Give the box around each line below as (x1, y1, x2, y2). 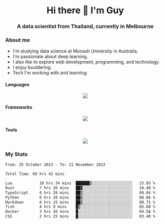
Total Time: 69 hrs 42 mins (5, 171, 65, 177)
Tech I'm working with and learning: (12, 70, 88, 76)
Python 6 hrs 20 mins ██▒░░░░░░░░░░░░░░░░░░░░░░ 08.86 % (5, 195, 156, 200)
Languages (5, 82, 29, 87)
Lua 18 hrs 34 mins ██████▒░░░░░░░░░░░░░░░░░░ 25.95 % (5, 181, 156, 186)
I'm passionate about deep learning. (12, 54, 88, 60)
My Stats (5, 151, 28, 158)
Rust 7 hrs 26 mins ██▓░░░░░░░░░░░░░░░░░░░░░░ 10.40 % (5, 185, 156, 190)
